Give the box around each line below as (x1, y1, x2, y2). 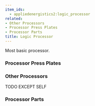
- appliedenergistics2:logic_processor (9, 12, 91, 17)
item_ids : (5, 7, 25, 12)
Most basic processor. (5, 47, 50, 53)
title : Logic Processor (5, 35, 54, 39)
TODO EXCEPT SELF (5, 84, 47, 90)
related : (5, 16, 23, 21)
